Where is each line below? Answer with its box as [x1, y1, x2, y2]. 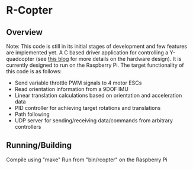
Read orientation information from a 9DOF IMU [14, 86, 129, 92]
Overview [6, 27, 43, 37]
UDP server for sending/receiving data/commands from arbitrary [14, 117, 173, 124]
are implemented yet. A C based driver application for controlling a [6, 49, 169, 56]
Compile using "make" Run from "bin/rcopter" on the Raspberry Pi [6, 156, 168, 163]
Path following [14, 110, 50, 118]
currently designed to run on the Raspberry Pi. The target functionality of [6, 61, 185, 69]
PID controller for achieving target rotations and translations [14, 105, 161, 111]
